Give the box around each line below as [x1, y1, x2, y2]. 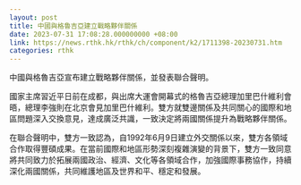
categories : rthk [9, 46, 74, 55]
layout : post [9, 13, 58, 22]
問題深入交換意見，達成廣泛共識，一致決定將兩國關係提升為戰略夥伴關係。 [16, 114, 292, 124]
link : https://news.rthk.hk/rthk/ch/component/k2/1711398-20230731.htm [9, 38, 282, 47]
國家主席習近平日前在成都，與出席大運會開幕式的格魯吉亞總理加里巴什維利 [9, 91, 284, 102]
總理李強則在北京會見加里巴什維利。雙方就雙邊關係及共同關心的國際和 [24, 102, 284, 113]
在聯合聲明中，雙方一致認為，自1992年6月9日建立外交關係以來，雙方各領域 [9, 132, 288, 143]
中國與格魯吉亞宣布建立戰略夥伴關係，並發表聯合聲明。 [9, 72, 213, 83]
